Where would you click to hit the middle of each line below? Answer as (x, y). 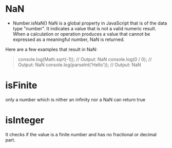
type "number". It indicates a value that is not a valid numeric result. (84, 28)
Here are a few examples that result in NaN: (51, 49)
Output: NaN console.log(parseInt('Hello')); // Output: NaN (79, 65)
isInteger (25, 120)
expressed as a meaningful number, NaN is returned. (69, 39)
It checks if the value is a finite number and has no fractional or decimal (81, 134)
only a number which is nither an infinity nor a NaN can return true (75, 99)
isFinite (21, 86)
